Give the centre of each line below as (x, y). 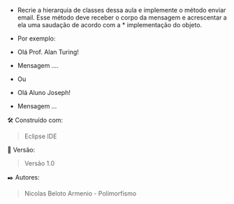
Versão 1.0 (39, 163)
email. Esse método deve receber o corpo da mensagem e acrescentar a (122, 17)
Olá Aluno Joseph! (44, 93)
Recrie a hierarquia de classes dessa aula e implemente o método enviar (122, 10)
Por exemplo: (36, 38)
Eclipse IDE (41, 136)
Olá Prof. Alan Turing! (48, 52)
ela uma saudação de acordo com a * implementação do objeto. (110, 25)
